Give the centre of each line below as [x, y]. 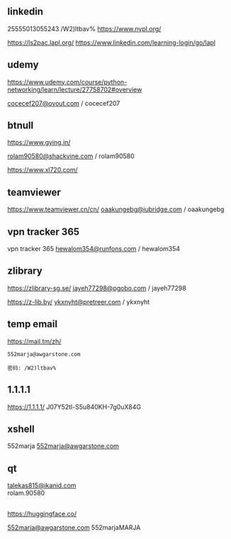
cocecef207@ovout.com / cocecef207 [64, 103]
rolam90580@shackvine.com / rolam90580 [71, 156]
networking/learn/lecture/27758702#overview [75, 89]
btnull [21, 126]
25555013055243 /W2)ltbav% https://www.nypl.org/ [84, 28]
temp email [33, 324]
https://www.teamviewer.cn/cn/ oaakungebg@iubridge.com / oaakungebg [116, 209]
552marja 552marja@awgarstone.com [63, 446]
